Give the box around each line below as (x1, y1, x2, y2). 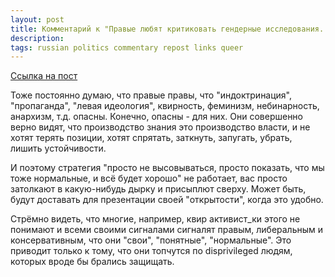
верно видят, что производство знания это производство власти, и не (10, 121, 311, 133)
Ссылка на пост (10, 70, 78, 82)
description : (10, 33, 65, 43)
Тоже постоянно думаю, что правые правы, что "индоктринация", (10, 89, 293, 101)
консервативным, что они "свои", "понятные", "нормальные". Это (10, 234, 292, 246)
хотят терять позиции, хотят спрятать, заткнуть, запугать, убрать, (10, 132, 293, 144)
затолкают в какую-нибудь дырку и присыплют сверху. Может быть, (10, 183, 307, 195)
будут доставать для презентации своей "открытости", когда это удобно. (10, 194, 324, 206)
